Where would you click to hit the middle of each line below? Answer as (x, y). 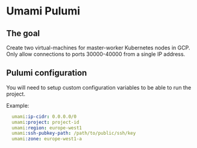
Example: (18, 105)
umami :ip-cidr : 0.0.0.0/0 (44, 116)
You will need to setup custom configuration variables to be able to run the (99, 87)
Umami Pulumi (43, 11)
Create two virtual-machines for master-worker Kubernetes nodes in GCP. (98, 48)
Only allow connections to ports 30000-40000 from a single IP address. (96, 54)
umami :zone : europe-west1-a (47, 139)
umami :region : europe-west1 (47, 128)
